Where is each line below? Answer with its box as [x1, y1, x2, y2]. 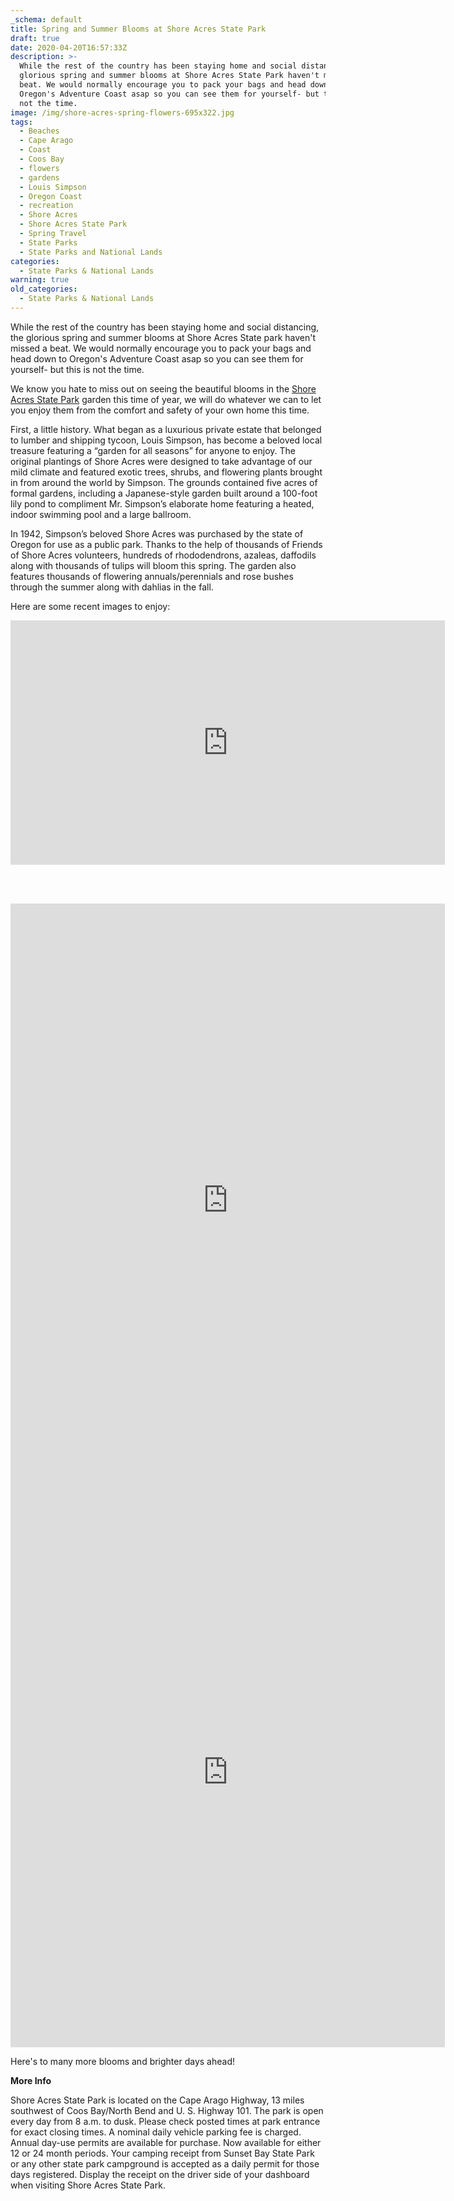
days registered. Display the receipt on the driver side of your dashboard [10, 2168, 310, 2180]
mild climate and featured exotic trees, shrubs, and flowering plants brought [10, 466, 323, 478]
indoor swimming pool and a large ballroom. [10, 508, 192, 520]
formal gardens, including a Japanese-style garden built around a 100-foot [10, 487, 318, 499]
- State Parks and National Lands [19, 247, 163, 257]
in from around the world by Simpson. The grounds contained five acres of [10, 476, 318, 488]
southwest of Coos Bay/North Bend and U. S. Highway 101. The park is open [10, 2104, 324, 2116]
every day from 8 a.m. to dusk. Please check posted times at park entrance [10, 2115, 321, 2127]
